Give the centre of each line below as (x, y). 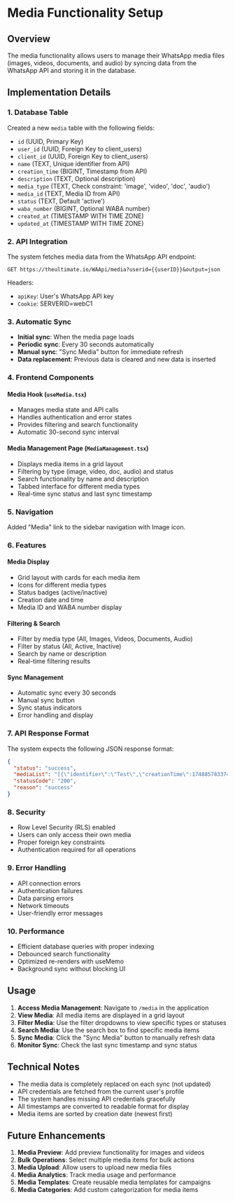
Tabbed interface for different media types (79, 486)
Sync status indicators (50, 708)
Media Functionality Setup (85, 13)
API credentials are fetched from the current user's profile (101, 1091)
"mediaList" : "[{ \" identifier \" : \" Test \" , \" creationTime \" (101, 775)
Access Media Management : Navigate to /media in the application (113, 1007)
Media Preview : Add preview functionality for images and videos (111, 1153)
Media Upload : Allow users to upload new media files (94, 1167)
